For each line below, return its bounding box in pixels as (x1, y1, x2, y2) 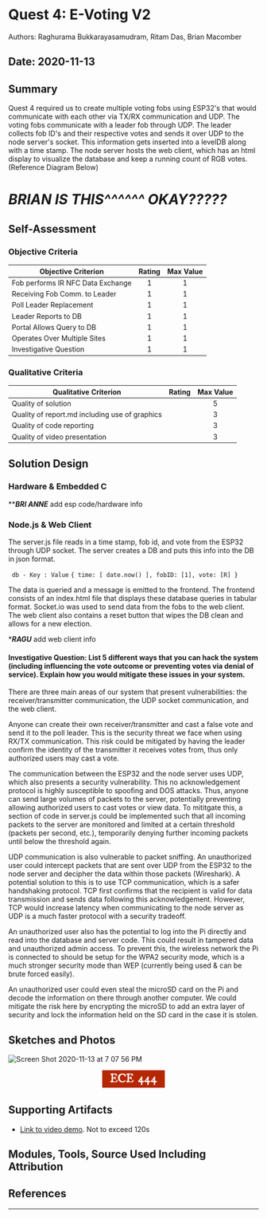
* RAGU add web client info (8, 635, 97, 644)
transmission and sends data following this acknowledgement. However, (8, 894, 245, 904)
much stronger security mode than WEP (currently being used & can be (8, 961, 242, 970)
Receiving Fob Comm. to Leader (11, 289, 117, 299)
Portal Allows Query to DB (11, 322, 97, 332)
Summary (8, 82, 58, 96)
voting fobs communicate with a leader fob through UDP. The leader (8, 120, 232, 130)
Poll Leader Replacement (11, 301, 94, 310)
